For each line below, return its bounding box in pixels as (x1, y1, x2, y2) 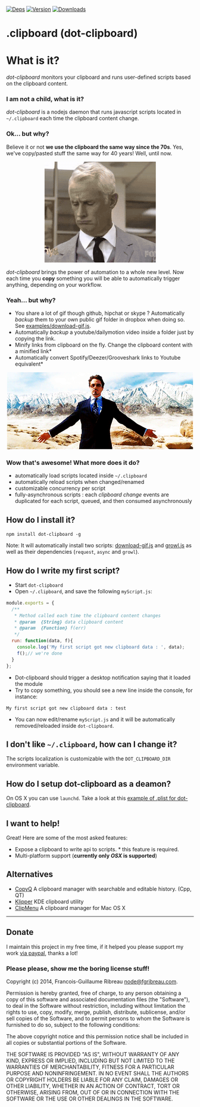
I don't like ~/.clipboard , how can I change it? (6, 739, 177, 749)
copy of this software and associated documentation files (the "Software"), (6, 995, 190, 1003)
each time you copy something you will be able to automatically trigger (6, 275, 180, 282)
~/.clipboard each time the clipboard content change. (6, 115, 139, 122)
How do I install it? (6, 514, 76, 525)
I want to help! (6, 818, 60, 829)
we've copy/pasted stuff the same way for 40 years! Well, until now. (6, 149, 173, 157)
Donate (6, 927, 34, 937)
